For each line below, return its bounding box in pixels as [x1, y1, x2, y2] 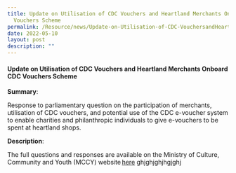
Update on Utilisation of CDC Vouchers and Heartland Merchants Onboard [7, 64, 228, 73]
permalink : [7, 23, 39, 30]
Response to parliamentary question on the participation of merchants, [7, 101, 212, 109]
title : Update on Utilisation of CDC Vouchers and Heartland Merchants [7, 10, 221, 18]
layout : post [7, 36, 46, 43]
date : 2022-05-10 [7, 29, 58, 37]
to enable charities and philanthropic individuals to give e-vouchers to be [7, 116, 219, 125]
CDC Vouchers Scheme [7, 71, 77, 81]
